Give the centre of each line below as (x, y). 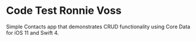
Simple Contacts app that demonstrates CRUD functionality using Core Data (98, 27)
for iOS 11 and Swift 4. (33, 32)
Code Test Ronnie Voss (64, 11)
